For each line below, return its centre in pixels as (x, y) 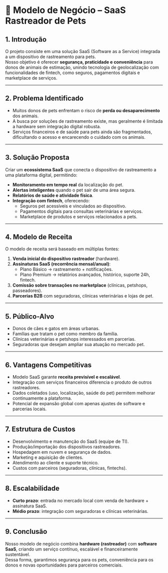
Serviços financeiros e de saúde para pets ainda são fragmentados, (82, 132)
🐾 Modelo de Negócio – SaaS (65, 10)
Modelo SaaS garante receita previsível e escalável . (67, 377)
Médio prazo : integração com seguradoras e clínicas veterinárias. (80, 511)
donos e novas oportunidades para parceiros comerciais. (64, 565)
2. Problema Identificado (44, 98)
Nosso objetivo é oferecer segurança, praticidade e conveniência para (79, 62)
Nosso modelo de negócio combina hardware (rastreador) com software (81, 543)
